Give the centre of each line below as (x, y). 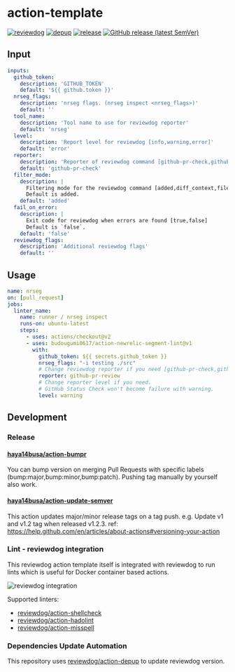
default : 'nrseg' (45, 129)
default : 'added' (45, 201)
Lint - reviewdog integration (56, 549)
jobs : (15, 304)
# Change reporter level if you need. (95, 383)
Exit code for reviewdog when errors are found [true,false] (117, 220)
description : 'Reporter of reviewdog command (87, 162)
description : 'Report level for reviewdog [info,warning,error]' (117, 142)
